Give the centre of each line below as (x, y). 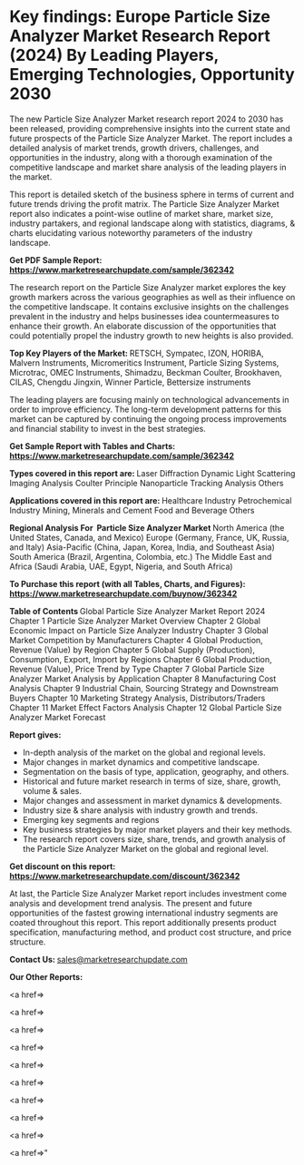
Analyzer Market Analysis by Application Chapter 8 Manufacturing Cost (143, 679)
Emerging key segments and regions (91, 819)
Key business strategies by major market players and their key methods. (157, 829)
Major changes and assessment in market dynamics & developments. (152, 800)
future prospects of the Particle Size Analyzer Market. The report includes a (151, 138)
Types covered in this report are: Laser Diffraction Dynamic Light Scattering (152, 473)
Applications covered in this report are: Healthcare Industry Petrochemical (151, 500)
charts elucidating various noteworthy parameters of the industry (131, 232)
